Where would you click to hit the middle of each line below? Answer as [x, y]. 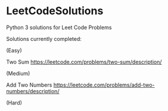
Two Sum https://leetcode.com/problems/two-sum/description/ [84, 62]
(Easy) [14, 50]
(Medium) [18, 73]
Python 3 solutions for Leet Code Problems [59, 27]
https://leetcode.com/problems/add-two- [104, 85]
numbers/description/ [33, 91]
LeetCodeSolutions [55, 11]
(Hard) [14, 103]
